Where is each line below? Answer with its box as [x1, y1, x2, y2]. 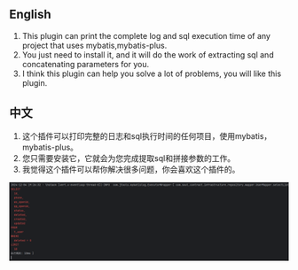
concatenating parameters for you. [21, 58, 149, 69]
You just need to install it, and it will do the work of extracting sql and [21, 49, 274, 60]
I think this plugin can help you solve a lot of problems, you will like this [21, 68, 282, 79]
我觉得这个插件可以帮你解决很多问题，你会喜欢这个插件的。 [21, 164, 240, 174]
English [9, 7, 51, 22]
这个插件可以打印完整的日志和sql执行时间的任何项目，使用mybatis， [21, 130, 272, 141]
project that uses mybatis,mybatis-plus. [21, 40, 168, 50]
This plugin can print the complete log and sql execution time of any [21, 30, 271, 41]
